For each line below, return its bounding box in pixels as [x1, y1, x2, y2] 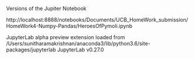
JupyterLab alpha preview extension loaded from [6, 34, 125, 40]
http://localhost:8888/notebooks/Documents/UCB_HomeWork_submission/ [6, 16, 188, 23]
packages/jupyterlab [6, 46, 56, 53]
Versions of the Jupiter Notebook [6, 5, 87, 12]
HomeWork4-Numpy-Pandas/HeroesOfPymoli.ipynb [6, 23, 133, 29]
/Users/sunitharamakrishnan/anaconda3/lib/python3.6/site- [6, 40, 151, 47]
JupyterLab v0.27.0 [57, 46, 104, 53]
